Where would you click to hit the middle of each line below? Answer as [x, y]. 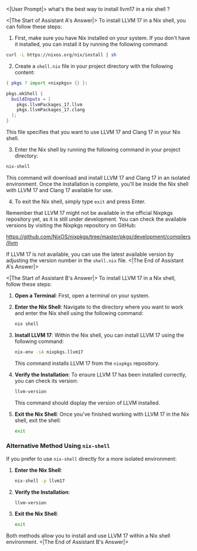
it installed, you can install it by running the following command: [91, 44]
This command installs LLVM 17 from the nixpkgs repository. [87, 363]
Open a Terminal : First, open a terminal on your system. [82, 295]
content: [25, 72]
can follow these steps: [34, 27]
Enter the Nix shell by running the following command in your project [97, 150]
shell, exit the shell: [38, 420]
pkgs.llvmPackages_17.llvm [50, 105]
